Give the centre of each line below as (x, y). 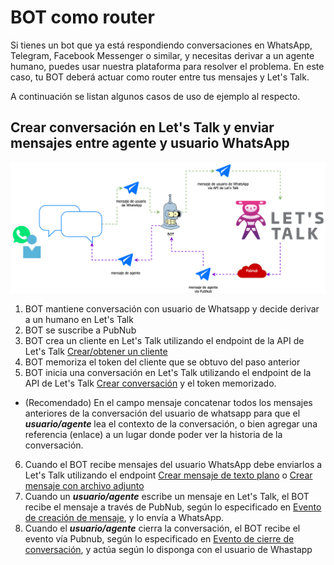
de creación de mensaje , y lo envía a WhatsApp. (124, 517)
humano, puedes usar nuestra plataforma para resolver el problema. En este (167, 66)
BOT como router (82, 17)
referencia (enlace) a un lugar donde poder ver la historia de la (153, 434)
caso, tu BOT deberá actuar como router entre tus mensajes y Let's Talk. (160, 77)
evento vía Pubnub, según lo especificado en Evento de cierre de (159, 538)
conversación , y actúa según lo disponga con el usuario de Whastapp (168, 549)
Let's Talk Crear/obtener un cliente (96, 351)
